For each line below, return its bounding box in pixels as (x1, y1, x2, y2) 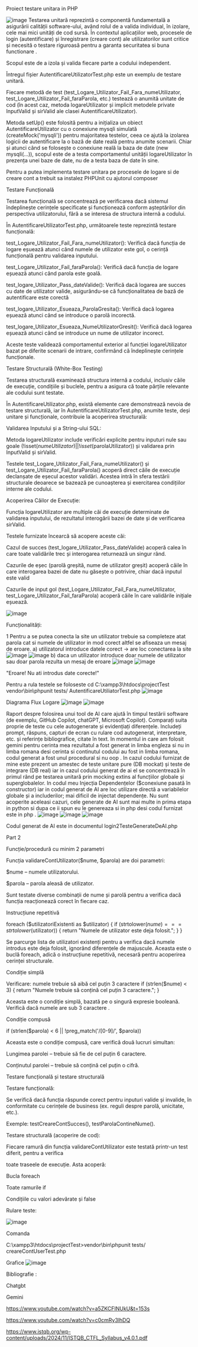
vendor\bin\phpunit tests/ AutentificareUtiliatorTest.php (6, 687, 141, 694)
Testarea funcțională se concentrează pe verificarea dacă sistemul (6, 198, 168, 204)
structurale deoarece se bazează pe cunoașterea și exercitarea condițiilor (6, 479, 186, 486)
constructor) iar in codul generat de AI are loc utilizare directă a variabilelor (6, 786, 189, 793)
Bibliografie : (6, 1271, 37, 1278)
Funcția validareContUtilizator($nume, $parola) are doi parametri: (6, 857, 165, 864)
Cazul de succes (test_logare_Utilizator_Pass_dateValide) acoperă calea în (6, 544, 187, 551)
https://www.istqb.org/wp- (6, 1328, 71, 1335)
